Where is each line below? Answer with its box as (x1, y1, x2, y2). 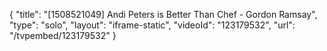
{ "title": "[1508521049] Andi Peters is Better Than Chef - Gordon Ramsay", (9, 9, 318, 20)
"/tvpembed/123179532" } (9, 30, 117, 41)
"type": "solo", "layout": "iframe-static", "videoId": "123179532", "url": (9, 19, 296, 31)
